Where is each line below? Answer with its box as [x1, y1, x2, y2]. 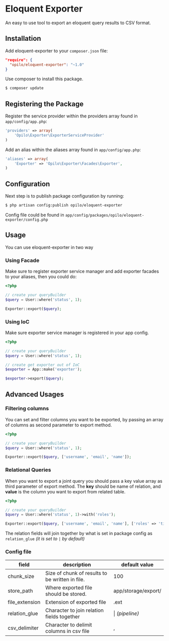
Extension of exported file [45, 599, 107, 606]
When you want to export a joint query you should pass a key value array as [5, 478, 162, 484]
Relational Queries [5, 467, 51, 474]
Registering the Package [5, 99, 84, 108]
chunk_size [8, 573, 34, 580]
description [62, 561, 92, 568]
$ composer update [5, 86, 44, 91]
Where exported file [45, 584, 93, 591]
